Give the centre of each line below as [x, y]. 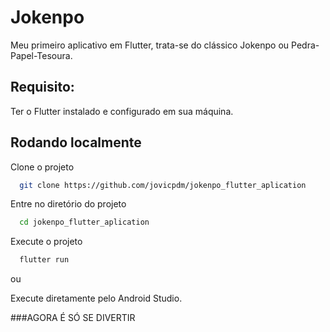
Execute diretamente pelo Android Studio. [96, 298]
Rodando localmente [76, 142]
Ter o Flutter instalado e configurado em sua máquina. [122, 111]
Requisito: [42, 87]
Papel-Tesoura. [41, 55]
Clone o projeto [42, 167]
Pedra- [305, 45]
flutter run [44, 260]
